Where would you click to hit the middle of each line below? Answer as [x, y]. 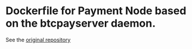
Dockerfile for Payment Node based [96, 11]
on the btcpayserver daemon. [81, 23]
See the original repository [38, 40]
